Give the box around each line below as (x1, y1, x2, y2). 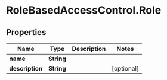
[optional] (111, 65, 139, 72)
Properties (6, 27, 47, 37)
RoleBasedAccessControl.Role (6, 4, 162, 17)
